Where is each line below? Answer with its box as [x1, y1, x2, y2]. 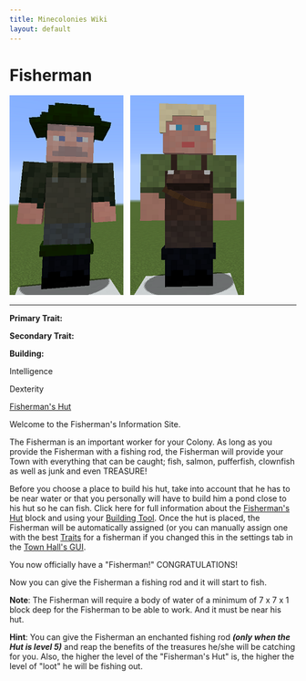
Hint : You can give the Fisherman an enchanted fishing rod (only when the [9, 632, 291, 643]
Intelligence [9, 366, 53, 377]
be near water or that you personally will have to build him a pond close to [9, 493, 287, 504]
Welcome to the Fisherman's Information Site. [9, 419, 181, 430]
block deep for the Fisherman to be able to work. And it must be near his [9, 604, 282, 615]
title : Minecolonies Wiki [9, 15, 107, 24]
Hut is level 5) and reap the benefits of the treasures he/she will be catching [9, 642, 296, 653]
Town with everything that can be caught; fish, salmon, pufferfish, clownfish [9, 456, 296, 467]
